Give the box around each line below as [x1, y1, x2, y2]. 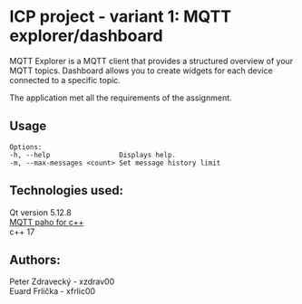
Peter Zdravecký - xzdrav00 [9, 276, 115, 287]
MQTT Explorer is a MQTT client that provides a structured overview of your [9, 55, 294, 66]
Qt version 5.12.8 [9, 206, 72, 218]
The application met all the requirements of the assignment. [9, 92, 233, 103]
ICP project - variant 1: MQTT [9, 6, 232, 27]
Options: [9, 142, 43, 151]
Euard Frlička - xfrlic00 [9, 286, 96, 297]
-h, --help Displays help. [9, 150, 177, 159]
